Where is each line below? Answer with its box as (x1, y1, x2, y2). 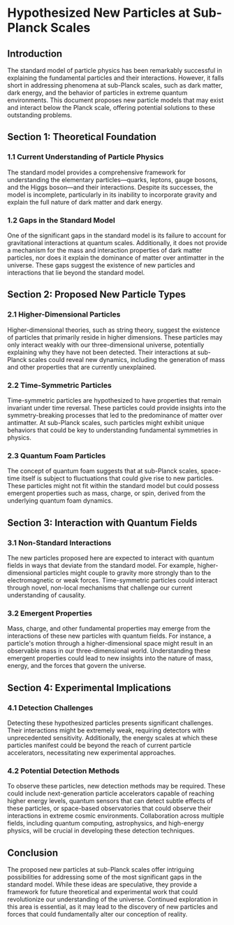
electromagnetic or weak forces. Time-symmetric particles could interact (7, 576, 218, 584)
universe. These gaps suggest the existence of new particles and (7, 260, 196, 269)
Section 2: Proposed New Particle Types (7, 288, 187, 300)
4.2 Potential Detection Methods (7, 765, 120, 775)
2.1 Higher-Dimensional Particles (7, 310, 121, 319)
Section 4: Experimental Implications (7, 681, 172, 694)
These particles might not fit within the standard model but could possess (7, 482, 219, 490)
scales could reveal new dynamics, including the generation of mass (28, 355, 226, 363)
